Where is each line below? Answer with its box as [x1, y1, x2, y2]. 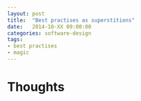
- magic [7, 49, 30, 56]
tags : [7, 36, 23, 43]
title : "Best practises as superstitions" [7, 17, 135, 24]
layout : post [7, 10, 45, 17]
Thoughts [7, 79, 65, 95]
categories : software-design [7, 29, 92, 37]
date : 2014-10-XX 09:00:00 [7, 23, 92, 30]
